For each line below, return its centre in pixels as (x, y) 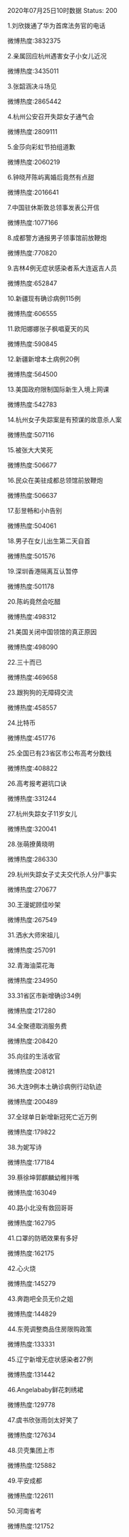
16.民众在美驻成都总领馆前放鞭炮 (55, 480)
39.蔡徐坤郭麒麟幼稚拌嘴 (43, 1178)
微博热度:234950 (33, 980)
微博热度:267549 (32, 920)
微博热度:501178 (31, 586)
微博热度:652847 (32, 283)
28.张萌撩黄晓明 (31, 844)
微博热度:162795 (31, 1223)
